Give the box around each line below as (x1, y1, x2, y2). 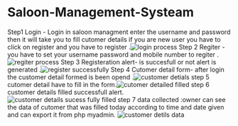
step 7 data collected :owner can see (117, 95, 226, 103)
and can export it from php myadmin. (7, 110, 116, 119)
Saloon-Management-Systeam (7, 4, 194, 21)
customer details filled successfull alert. (7, 88, 124, 96)
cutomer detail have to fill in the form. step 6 (7, 80, 210, 88)
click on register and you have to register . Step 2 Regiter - (7, 42, 225, 51)
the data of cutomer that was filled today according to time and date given (7, 103, 225, 111)
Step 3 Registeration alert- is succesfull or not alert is (60, 57, 217, 66)
